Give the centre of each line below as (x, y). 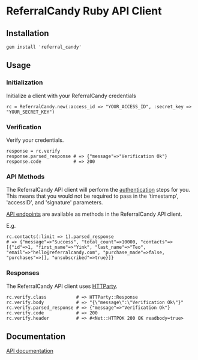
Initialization (25, 82)
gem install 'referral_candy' (44, 47)
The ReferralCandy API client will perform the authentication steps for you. (98, 190)
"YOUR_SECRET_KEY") (31, 112)
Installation (28, 33)
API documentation (30, 351)
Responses (23, 273)
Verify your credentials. (35, 140)
